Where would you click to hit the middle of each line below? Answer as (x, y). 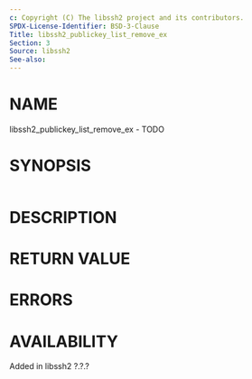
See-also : (28, 60)
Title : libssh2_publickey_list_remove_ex (89, 34)
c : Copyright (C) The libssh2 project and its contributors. (127, 18)
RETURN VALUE (70, 259)
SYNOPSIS (51, 166)
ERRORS (42, 300)
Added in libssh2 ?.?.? (50, 366)
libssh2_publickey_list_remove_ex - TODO (87, 129)
